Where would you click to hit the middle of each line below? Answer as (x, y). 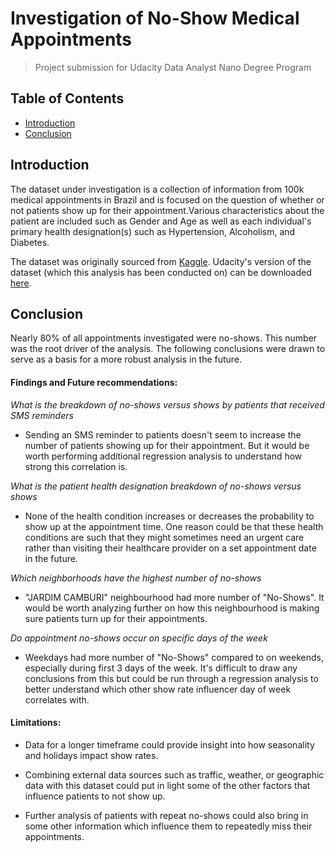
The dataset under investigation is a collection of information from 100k (157, 189)
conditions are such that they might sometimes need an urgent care (164, 537)
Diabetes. (30, 242)
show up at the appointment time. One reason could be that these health (174, 526)
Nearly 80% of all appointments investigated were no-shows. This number (164, 338)
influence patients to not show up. (95, 796)
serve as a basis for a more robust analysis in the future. (126, 359)
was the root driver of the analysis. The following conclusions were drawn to (168, 349)
